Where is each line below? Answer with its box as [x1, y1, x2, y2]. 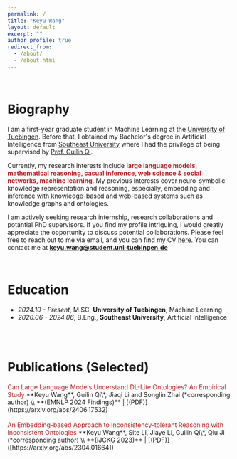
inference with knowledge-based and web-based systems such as [7, 191, 203, 200]
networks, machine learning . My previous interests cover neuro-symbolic [7, 176, 226, 185]
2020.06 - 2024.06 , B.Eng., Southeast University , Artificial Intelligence [17, 312, 228, 321]
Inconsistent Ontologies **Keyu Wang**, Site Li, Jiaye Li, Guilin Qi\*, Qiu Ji [7, 428, 226, 436]
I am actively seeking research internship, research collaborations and [7, 213, 214, 221]
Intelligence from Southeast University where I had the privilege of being [7, 139, 221, 148]
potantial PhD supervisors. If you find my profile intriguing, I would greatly [7, 220, 224, 228]
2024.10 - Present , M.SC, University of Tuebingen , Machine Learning [17, 305, 223, 314]
